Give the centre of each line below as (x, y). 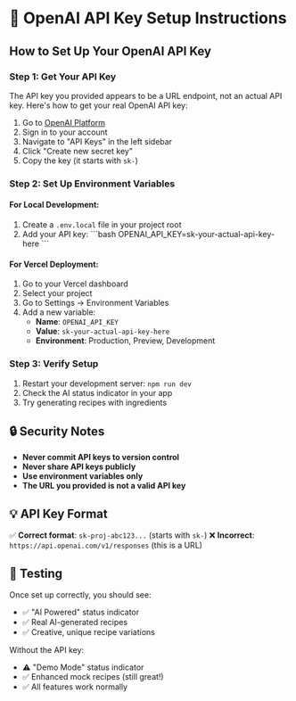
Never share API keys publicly (79, 466)
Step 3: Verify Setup (54, 364)
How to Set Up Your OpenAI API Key (111, 51)
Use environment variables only (82, 476)
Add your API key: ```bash (69, 234)
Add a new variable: (59, 312)
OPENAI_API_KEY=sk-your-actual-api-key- (196, 234)
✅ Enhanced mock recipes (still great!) (93, 676)
